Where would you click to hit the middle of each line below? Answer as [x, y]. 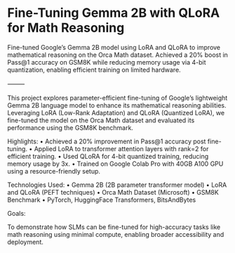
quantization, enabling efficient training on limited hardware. [94, 70]
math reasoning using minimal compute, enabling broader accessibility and [116, 234]
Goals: [16, 213]
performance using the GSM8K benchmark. [70, 127]
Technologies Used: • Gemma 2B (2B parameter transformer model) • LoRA [117, 185]
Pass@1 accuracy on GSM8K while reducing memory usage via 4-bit [107, 62]
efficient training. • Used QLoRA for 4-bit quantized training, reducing [108, 156]
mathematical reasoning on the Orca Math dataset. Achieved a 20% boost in [117, 55]
